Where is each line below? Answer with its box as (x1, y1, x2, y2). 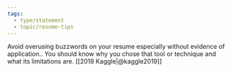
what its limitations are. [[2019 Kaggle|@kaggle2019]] (7, 57, 162, 66)
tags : (7, 10, 23, 17)
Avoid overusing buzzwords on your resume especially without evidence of (7, 43, 225, 51)
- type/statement (13, 17, 65, 24)
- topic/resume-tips (13, 23, 74, 30)
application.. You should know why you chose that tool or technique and (7, 50, 217, 58)
